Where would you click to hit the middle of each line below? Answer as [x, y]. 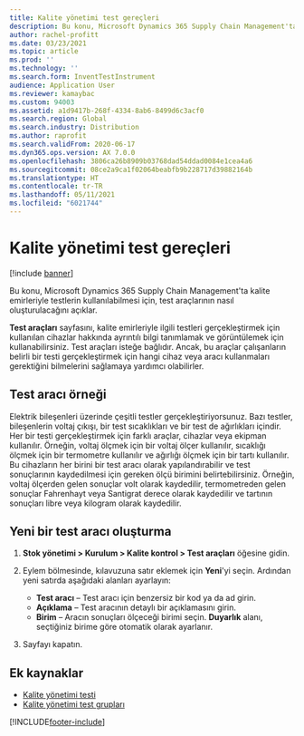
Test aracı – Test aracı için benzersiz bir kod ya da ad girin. [146, 598]
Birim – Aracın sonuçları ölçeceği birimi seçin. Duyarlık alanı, [149, 617]
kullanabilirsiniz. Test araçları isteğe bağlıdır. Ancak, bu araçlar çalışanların [148, 346]
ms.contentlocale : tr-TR [56, 187]
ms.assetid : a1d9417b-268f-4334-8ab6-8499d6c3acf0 [107, 111]
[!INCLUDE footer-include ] [57, 722]
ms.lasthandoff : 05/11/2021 [62, 195]
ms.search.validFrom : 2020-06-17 [72, 144]
